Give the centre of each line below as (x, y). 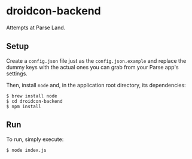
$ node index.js (26, 150)
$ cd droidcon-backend (34, 101)
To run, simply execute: (35, 139)
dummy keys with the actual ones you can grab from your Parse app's (92, 67)
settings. (17, 74)
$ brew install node (32, 96)
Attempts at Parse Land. (36, 27)
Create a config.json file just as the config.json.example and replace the (96, 60)
